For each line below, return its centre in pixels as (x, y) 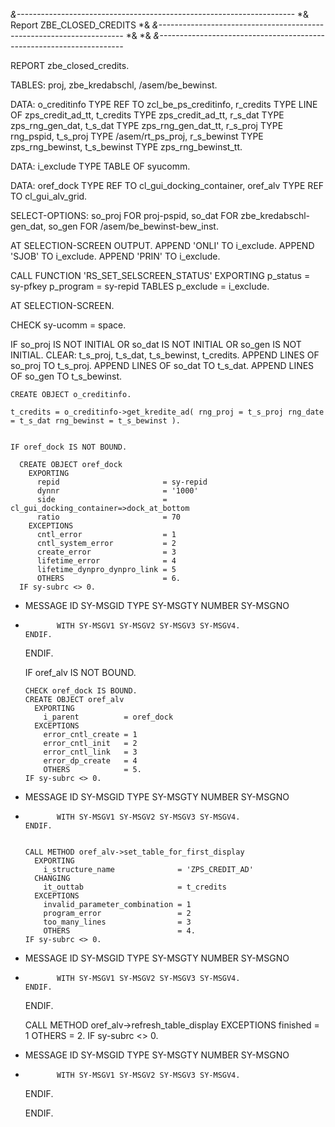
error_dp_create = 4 (90, 761)
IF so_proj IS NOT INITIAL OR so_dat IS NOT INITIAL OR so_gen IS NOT (156, 344)
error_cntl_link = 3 (90, 752)
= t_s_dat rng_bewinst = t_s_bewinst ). (96, 421)
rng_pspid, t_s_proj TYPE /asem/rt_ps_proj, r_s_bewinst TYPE (137, 136)
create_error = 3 (106, 552)
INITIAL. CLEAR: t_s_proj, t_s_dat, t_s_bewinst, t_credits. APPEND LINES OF (165, 355)
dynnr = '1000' (117, 491)
